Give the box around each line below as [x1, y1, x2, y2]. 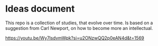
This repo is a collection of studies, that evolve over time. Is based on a [5, 20, 153, 26]
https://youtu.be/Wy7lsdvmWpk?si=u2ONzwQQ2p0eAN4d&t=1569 [5, 35, 145, 41]
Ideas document [5, 3, 75, 15]
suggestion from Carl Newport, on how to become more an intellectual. [5, 25, 153, 31]
